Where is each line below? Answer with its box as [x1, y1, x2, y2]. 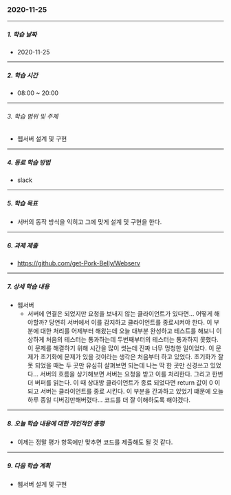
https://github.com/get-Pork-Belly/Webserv [16, 259, 141, 267]
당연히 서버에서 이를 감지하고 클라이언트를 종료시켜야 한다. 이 [49, 319, 212, 327]
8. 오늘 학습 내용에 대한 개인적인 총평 [7, 419, 105, 427]
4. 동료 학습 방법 [7, 159, 51, 167]
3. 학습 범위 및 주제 [7, 112, 58, 120]
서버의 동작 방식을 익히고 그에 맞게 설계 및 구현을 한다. [16, 218, 162, 226]
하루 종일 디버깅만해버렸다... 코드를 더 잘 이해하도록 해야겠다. [27, 396, 191, 404]
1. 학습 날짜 [7, 30, 37, 39]
